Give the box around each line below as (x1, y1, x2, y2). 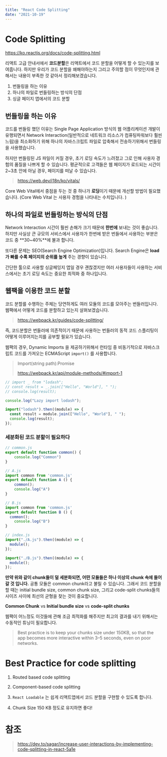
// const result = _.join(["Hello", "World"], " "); (5, 384, 117, 389)
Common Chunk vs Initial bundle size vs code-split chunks (5, 603, 130, 609)
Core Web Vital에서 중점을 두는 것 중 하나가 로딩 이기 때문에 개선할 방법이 (5, 188, 148, 194)
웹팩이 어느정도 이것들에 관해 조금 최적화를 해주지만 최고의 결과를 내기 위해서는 (5, 613, 159, 619)
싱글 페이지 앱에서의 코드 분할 (12, 96, 70, 102)
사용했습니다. (10, 145, 36, 151)
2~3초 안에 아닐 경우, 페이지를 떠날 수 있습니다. (5, 168, 97, 174)
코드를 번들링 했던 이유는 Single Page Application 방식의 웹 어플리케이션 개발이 (5, 126, 161, 132)
